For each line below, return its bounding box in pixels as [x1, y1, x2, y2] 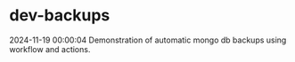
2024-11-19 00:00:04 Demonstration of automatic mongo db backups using [9, 35, 287, 45]
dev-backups [9, 5, 111, 26]
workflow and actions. [9, 43, 91, 54]
